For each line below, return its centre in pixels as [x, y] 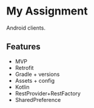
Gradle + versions [37, 74]
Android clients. [26, 28]
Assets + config [35, 80]
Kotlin [22, 87]
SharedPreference [38, 100]
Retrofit [24, 68]
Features [23, 47]
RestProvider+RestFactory [48, 93]
